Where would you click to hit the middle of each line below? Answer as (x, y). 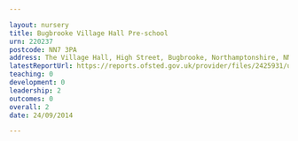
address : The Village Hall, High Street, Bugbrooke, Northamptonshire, (144, 58)
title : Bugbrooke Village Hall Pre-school (89, 33)
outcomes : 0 (31, 99)
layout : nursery (39, 25)
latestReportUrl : (41, 66)
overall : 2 (29, 107)
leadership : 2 (35, 90)
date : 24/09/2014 (41, 115)
